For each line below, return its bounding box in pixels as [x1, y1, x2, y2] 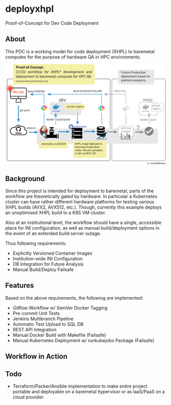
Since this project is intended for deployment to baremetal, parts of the [5, 188, 154, 194]
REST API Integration [12, 326, 57, 332]
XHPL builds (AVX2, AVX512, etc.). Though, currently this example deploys [5, 204, 162, 210]
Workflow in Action [5, 352, 68, 361]
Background [5, 174, 45, 183]
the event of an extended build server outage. [5, 231, 101, 237]
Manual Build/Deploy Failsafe [12, 266, 74, 273]
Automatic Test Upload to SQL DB [12, 321, 84, 327]
